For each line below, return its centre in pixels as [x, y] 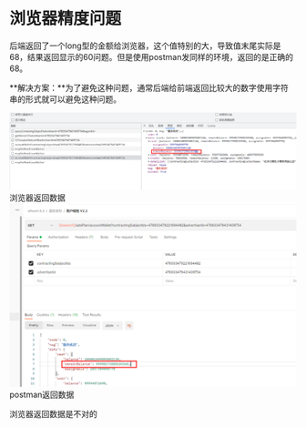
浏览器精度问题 [66, 19]
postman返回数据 [42, 394]
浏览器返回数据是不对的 [53, 413]
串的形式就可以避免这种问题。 [65, 99]
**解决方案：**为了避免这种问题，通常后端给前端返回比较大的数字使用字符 [149, 87]
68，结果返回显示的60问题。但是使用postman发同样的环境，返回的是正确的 [152, 56]
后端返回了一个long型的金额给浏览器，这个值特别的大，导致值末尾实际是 [145, 46]
